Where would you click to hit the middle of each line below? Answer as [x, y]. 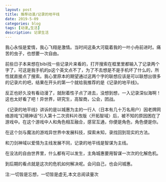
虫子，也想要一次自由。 [38, 53]
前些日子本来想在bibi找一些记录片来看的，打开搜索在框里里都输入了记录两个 [82, 64]
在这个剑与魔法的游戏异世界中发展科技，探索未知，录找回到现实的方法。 [79, 132]
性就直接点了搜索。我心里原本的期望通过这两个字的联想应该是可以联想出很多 [83, 76]
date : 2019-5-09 [22, 19]
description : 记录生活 [27, 33]
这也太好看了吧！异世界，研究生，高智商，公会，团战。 [61, 99]
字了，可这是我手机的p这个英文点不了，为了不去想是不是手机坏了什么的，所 [82, 70]
